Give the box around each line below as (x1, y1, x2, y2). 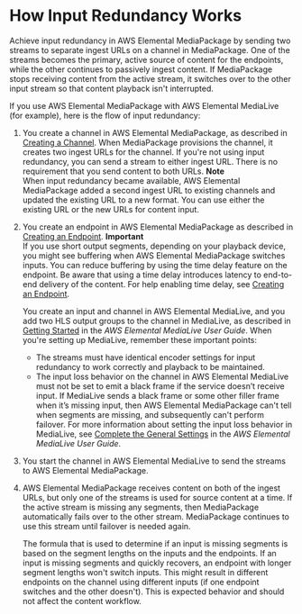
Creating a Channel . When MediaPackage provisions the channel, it (22, 137, 273, 148)
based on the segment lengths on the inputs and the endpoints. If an (22, 547, 277, 558)
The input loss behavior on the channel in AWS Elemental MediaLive (35, 371, 289, 382)
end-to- (262, 269, 293, 280)
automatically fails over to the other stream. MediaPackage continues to (22, 510, 290, 522)
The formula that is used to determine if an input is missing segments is (22, 537, 288, 549)
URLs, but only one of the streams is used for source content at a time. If (22, 492, 293, 502)
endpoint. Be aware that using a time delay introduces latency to (22, 269, 261, 280)
